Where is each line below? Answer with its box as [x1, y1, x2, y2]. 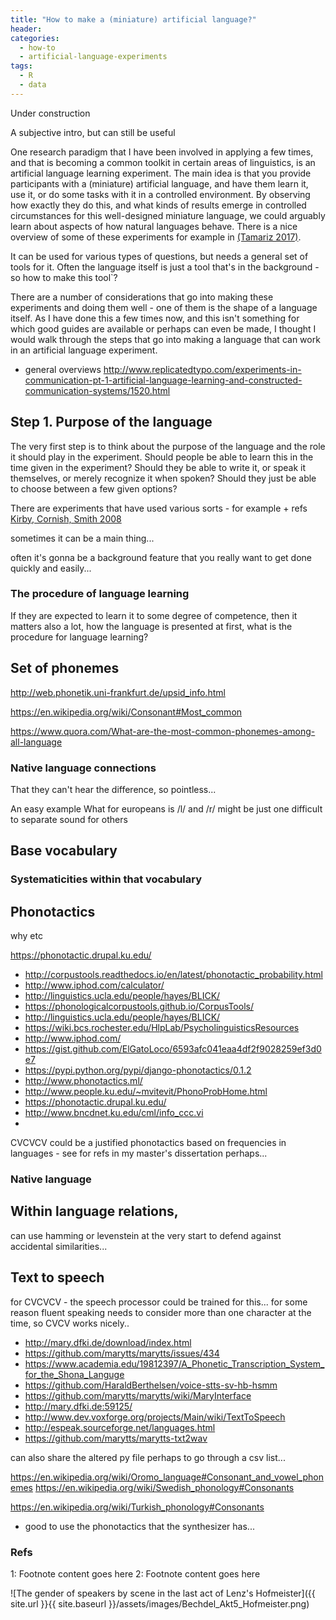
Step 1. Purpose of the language [10, 414, 213, 431]
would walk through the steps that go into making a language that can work [10, 333, 321, 345]
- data [19, 80, 47, 90]
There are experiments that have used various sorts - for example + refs [10, 502, 308, 514]
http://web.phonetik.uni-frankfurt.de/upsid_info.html [10, 686, 226, 698]
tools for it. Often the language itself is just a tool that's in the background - [10, 261, 320, 273]
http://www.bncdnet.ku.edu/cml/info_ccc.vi [24, 1107, 204, 1119]
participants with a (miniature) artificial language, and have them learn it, [10, 177, 309, 190]
